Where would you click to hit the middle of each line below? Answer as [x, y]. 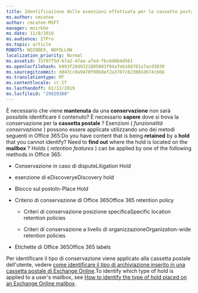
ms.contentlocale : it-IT [37, 83]
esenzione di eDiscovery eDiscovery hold [64, 177]
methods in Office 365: [34, 154]
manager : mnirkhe [27, 28]
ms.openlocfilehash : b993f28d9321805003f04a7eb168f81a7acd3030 [85, 66]
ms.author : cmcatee [30, 17]
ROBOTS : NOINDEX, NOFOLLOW [39, 50]
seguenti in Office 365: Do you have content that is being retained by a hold [98, 136]
